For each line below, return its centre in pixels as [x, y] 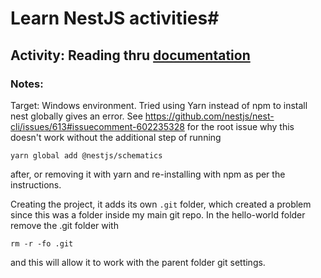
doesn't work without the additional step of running [116, 137]
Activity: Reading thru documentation [130, 55]
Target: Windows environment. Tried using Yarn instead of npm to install [159, 105]
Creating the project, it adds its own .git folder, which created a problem [161, 204]
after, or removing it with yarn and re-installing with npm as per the [148, 174]
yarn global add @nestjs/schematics [86, 155]
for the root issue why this [240, 126]
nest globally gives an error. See [76, 116]
